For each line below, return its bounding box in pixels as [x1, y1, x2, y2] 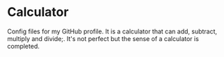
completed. [7, 42, 40, 50]
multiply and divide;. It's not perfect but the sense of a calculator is [7, 34, 200, 42]
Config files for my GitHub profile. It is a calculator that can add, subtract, [7, 27, 218, 35]
